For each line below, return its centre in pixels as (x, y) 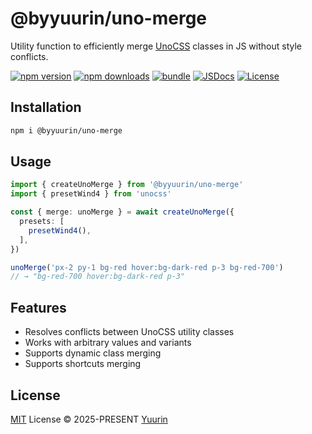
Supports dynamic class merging (93, 353)
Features (38, 307)
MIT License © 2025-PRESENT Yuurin (89, 419)
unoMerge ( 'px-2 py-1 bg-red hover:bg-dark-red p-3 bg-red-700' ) (147, 267)
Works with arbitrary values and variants (108, 343)
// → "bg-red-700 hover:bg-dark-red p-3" (98, 277)
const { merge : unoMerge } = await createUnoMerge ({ (122, 212)
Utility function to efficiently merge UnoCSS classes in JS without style (156, 46)
